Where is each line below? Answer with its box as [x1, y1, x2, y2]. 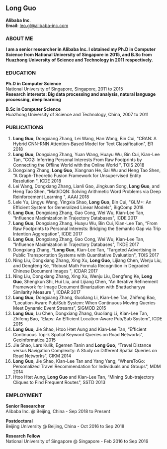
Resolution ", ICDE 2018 [12, 178, 62, 184]
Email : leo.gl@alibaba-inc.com [5, 22, 69, 28]
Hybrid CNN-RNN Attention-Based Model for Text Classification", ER [12, 141, 154, 147]
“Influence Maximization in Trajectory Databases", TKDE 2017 [12, 241, 139, 247]
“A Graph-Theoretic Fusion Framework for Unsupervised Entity [12, 172, 142, 179]
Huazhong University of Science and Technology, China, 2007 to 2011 [5, 112, 149, 118]
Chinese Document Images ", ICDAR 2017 [12, 268, 98, 274]
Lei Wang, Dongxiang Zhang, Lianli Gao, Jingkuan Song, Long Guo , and [12, 183, 160, 189]
